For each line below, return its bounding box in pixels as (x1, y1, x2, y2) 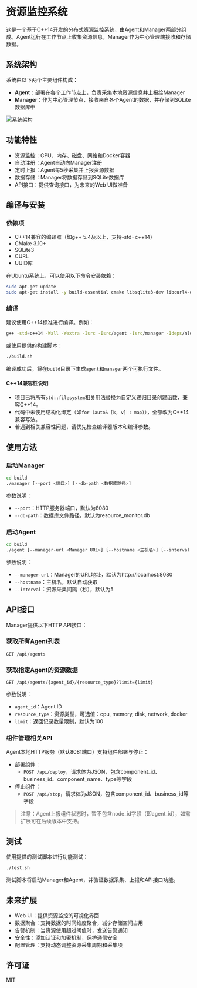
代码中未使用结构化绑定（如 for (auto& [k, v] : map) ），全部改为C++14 (14, 408, 189, 415)
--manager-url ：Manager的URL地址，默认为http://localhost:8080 (14, 571, 173, 578)
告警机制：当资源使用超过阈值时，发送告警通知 (14, 926, 128, 933)
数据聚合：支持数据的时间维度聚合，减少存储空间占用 (14, 919, 144, 926)
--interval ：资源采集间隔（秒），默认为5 (14, 586, 114, 593)
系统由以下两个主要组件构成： (6, 76, 78, 83)
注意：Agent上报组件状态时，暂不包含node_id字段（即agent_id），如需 (20, 810, 191, 817)
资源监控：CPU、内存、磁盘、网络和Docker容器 (14, 151, 131, 159)
